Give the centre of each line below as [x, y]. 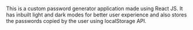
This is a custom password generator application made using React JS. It [95, 9]
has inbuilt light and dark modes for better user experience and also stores [96, 15]
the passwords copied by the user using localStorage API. [76, 21]
